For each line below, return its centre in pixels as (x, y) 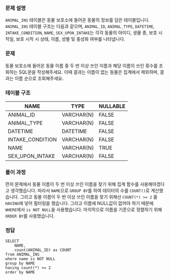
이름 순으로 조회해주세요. (39, 78)
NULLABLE (112, 106)
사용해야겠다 (152, 184)
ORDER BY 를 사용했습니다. (30, 216)
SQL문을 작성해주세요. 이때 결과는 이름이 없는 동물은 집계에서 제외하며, (89, 72)
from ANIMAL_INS (22, 255)
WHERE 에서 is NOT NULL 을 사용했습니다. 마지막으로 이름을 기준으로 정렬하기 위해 (84, 210)
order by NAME (20, 272)
